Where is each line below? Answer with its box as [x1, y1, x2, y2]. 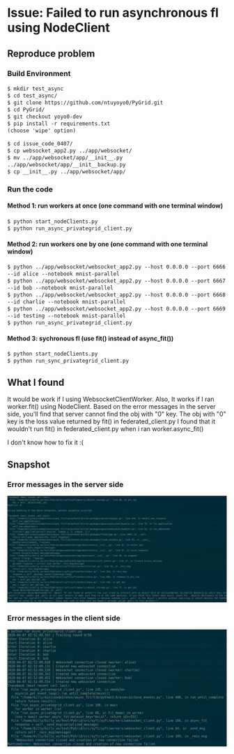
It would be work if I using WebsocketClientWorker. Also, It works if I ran [7, 395, 214, 403]
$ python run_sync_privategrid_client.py [7, 358, 130, 365]
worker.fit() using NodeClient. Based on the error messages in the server [7, 403, 216, 411]
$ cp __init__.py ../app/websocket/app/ [7, 168, 127, 175]
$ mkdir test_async [7, 85, 64, 92]
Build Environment [7, 68, 71, 78]
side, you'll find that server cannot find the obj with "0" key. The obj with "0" [7, 410, 226, 419]
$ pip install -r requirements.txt [7, 120, 111, 127]
